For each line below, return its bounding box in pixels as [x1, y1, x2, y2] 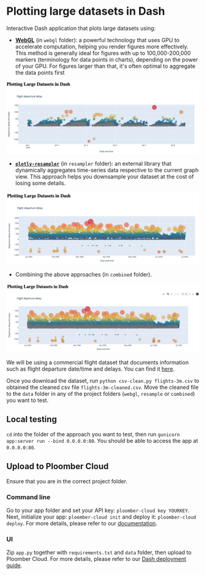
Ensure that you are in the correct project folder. [6, 477, 127, 484]
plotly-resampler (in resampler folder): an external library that [15, 160, 172, 167]
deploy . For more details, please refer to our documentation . [6, 519, 158, 527]
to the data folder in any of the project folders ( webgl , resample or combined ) [6, 390, 195, 397]
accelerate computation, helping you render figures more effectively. [15, 43, 188, 50]
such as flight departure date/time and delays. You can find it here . [6, 365, 175, 373]
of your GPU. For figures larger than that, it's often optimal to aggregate [15, 62, 196, 70]
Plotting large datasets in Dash [6, 4, 165, 18]
